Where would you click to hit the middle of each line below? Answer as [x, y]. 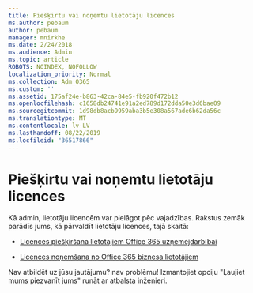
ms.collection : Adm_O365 [49, 81]
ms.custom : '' [32, 89]
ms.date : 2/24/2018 [40, 45]
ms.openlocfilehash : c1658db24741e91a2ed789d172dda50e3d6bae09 [115, 103]
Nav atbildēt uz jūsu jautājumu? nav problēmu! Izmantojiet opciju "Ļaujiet [126, 272]
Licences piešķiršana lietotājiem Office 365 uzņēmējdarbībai [118, 242]
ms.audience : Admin [40, 52]
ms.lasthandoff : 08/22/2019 [55, 133]
